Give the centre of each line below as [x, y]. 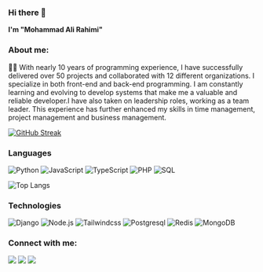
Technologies [35, 205]
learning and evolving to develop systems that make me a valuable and [123, 92]
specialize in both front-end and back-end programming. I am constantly [126, 84]
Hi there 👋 [27, 13]
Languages [30, 153]
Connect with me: [43, 243]
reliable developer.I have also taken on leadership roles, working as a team [129, 101]
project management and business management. [88, 117]
